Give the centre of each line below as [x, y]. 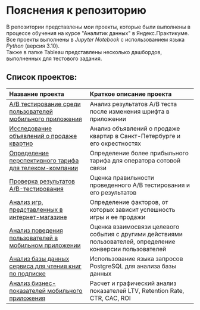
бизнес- [44, 283]
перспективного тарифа [44, 160]
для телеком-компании [44, 168]
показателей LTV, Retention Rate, [137, 290]
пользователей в [34, 237]
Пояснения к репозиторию [76, 10]
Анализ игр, [26, 202]
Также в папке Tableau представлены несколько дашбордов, [84, 52]
